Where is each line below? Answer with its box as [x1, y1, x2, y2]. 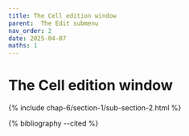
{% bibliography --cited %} [8, 118, 99, 129]
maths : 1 [8, 42, 38, 50]
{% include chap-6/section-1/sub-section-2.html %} [8, 103, 182, 113]
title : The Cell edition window [8, 11, 117, 20]
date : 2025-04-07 [8, 34, 67, 43]
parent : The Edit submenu [8, 19, 99, 27]
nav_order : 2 [8, 27, 52, 35]
